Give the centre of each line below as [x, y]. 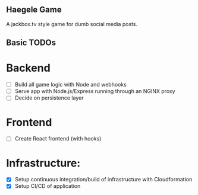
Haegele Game [34, 10]
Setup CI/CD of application [48, 186]
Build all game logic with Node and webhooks [70, 85]
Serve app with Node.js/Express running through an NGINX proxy [95, 91]
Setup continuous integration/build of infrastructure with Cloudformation [103, 180]
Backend [28, 68]
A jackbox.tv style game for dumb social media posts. [72, 24]
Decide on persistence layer [49, 98]
